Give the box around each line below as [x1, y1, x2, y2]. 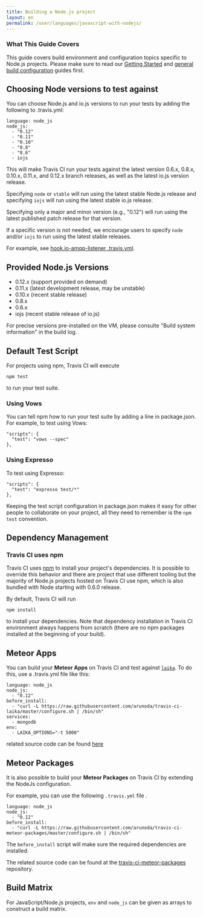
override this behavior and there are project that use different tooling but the [6, 571, 196, 578]
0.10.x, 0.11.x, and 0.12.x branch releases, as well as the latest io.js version [6, 172, 189, 179]
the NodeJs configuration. [6, 780, 71, 788]
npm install [6, 607, 36, 613]
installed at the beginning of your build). [6, 631, 106, 638]
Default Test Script [6, 346, 79, 356]
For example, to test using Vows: [6, 419, 88, 426]
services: [6, 714, 31, 720]
